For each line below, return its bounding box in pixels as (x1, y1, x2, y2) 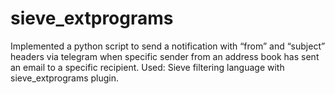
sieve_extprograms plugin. (10, 72, 119, 84)
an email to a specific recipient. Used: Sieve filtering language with (10, 61, 285, 73)
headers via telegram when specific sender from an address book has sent (10, 50, 320, 62)
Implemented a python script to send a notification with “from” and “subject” (10, 40, 326, 52)
